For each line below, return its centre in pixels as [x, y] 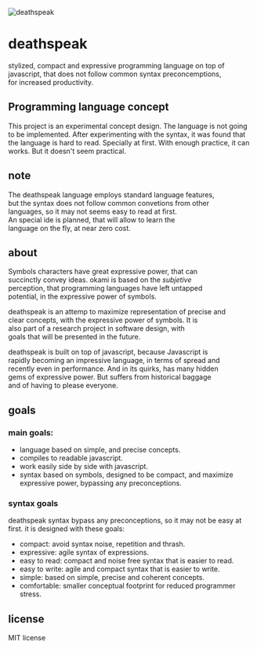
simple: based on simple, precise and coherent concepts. [112, 577]
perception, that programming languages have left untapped [105, 288]
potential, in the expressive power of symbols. [82, 297]
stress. [30, 594]
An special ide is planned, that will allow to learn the [92, 219]
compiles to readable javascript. [71, 458]
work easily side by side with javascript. [84, 467]
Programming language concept [89, 107]
